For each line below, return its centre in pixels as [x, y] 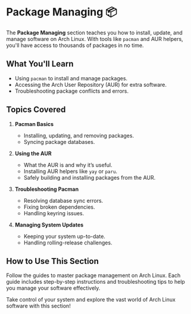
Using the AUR [33, 153]
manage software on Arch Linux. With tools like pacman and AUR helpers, [95, 39]
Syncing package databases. [59, 142]
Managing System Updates [49, 225]
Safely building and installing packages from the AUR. [90, 177]
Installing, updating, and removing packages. [79, 136]
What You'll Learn [40, 64]
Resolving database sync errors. [63, 200]
